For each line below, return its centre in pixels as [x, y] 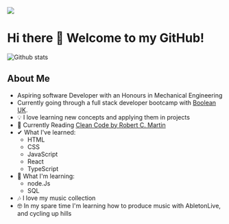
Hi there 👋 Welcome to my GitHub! [106, 38]
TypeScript [43, 168]
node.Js [39, 183]
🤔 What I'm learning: [46, 176]
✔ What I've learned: [46, 132]
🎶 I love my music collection [56, 198]
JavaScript [43, 154]
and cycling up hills [44, 213]
